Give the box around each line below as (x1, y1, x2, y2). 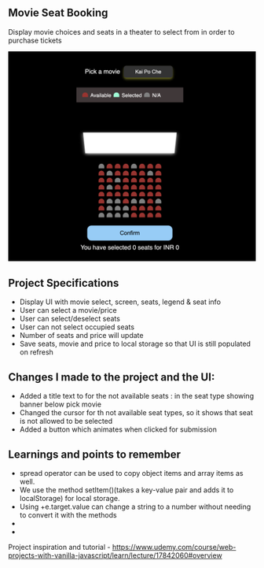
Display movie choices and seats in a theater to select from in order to (8, 27, 235, 36)
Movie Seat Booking (8, 6, 108, 20)
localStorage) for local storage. (19, 493, 120, 503)
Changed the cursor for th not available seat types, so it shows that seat (19, 408, 254, 418)
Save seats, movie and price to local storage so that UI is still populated (19, 339, 251, 349)
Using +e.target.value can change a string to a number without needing (19, 502, 251, 511)
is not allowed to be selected (19, 417, 113, 426)
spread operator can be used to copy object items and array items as (19, 468, 244, 477)
